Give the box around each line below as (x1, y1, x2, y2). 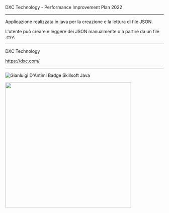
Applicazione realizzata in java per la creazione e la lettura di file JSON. (5, 19, 153, 25)
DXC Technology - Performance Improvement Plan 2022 (5, 5, 122, 10)
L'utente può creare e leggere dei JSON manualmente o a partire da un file (5, 29, 159, 34)
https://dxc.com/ (5, 58, 40, 64)
